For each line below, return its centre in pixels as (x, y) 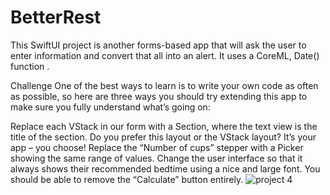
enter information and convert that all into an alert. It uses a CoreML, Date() (165, 55)
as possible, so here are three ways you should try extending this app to (159, 96)
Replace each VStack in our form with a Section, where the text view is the (164, 126)
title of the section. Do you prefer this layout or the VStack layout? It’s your (163, 137)
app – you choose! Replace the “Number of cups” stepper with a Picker (157, 147)
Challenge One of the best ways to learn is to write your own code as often (164, 85)
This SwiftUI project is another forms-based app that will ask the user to (158, 45)
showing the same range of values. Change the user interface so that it (156, 158)
